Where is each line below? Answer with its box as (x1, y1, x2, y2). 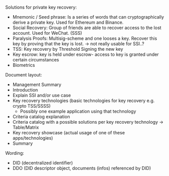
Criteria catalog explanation (12, 114, 70, 120)
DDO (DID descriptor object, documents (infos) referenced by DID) (12, 165, 151, 171)
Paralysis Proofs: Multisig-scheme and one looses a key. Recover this (12, 35, 157, 41)
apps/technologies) (12, 135, 53, 141)
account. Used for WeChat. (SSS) (12, 30, 82, 36)
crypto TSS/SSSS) (12, 103, 51, 109)
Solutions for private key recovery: (5, 5, 77, 10)
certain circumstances (12, 57, 60, 62)
